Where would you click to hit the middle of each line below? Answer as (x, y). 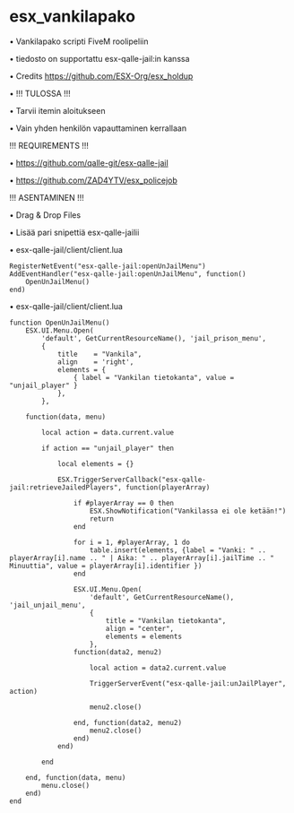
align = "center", (140, 628)
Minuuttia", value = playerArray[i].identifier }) (106, 566)
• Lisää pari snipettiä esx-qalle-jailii (74, 232)
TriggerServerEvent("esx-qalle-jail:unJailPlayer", (188, 683)
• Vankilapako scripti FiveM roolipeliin (79, 41)
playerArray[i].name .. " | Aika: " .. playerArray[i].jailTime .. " (142, 558)
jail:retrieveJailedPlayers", (66, 487)
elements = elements (143, 636)
